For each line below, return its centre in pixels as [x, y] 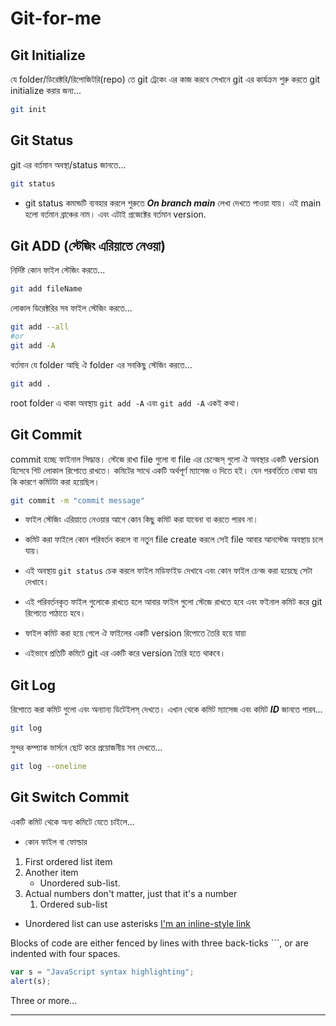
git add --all [40, 327]
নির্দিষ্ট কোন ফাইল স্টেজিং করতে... [58, 270]
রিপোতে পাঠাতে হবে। [55, 613]
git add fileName [46, 289]
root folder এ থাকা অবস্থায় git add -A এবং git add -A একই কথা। [126, 403]
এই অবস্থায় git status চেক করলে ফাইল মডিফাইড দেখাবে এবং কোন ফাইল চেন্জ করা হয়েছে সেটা [168, 571]
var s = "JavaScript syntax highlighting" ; [102, 972]
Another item [51, 872]
